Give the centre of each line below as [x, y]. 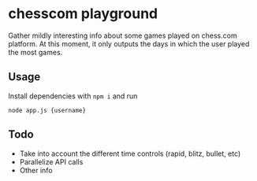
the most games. [35, 52]
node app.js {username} [47, 110]
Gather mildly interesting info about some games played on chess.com [123, 35]
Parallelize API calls [51, 161]
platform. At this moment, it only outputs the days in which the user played [129, 43]
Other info [36, 170]
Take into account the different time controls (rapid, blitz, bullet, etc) [130, 153]
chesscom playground [83, 14]
